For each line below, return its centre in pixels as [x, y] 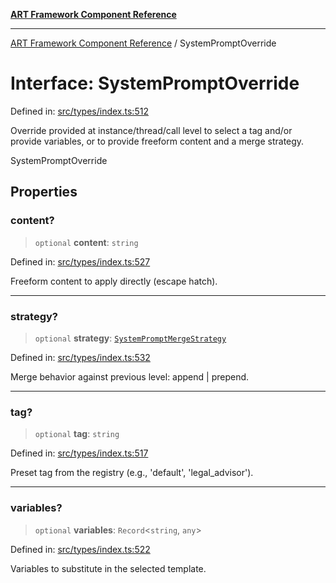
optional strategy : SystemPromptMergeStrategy [130, 338]
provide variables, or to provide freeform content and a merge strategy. [157, 141]
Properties [44, 192]
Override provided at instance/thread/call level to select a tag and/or [151, 130]
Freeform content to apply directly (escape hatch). [114, 281]
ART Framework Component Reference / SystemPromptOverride [143, 43]
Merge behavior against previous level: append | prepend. [130, 376]
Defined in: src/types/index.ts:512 [79, 111]
